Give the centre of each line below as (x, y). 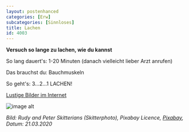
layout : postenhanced (32, 11)
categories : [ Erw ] (28, 17)
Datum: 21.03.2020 (29, 124)
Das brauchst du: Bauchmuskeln (45, 72)
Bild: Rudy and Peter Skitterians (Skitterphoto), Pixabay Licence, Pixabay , (95, 118)
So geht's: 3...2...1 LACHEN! (39, 84)
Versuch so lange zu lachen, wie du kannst (59, 50)
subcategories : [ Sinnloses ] (40, 22)
